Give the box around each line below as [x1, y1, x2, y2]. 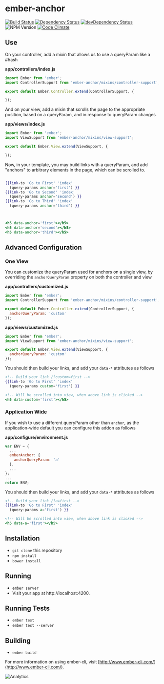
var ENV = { [5, 444, 29, 449]
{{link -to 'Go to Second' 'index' [5, 190, 76, 194]
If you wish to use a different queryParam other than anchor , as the [5, 420, 139, 426]
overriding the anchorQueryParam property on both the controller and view [5, 274, 152, 280]
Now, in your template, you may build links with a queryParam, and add [5, 162, 148, 168]
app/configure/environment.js [5, 434, 68, 440]
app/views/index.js [5, 121, 45, 127]
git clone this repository [12, 547, 62, 553]
